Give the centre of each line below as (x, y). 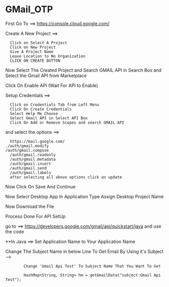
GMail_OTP (29, 9)
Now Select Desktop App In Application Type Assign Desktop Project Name (85, 196)
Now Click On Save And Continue (40, 186)
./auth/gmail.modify (27, 146)
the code (15, 231)
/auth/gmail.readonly (33, 155)
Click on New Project (33, 47)
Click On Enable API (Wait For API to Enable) (52, 85)
